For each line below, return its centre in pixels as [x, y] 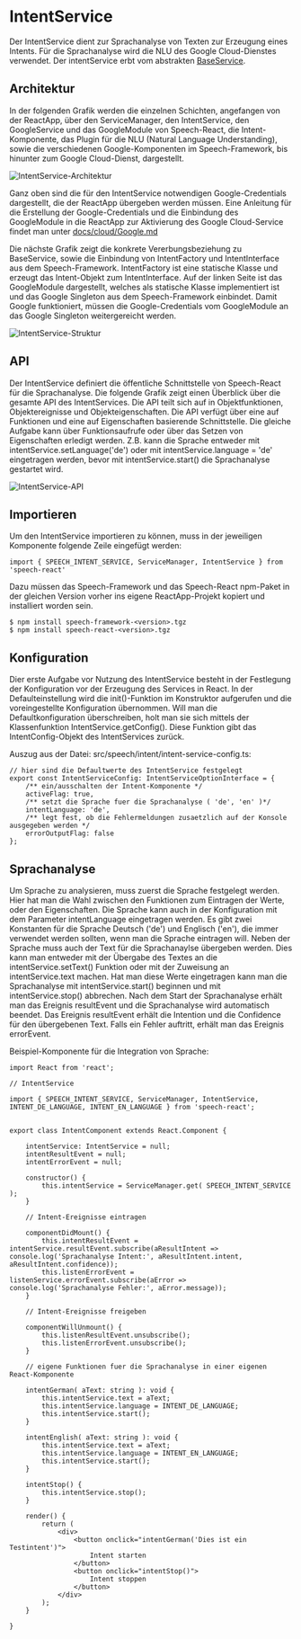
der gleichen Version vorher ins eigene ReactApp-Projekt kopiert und [137, 596]
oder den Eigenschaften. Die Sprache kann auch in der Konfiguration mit [143, 909]
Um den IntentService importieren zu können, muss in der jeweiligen [136, 536]
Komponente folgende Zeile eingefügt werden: [96, 546]
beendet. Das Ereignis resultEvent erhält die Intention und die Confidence [145, 1015]
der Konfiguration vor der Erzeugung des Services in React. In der [131, 689]
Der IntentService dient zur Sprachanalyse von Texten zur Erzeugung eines [149, 41]
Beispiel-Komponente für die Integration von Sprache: [109, 1051]
